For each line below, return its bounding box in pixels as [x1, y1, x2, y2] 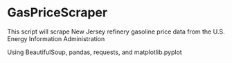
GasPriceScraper [7, 5, 108, 21]
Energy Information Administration [7, 34, 105, 42]
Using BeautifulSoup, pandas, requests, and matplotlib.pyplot [7, 48, 182, 56]
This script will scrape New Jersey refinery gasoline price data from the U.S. [7, 27, 225, 36]
